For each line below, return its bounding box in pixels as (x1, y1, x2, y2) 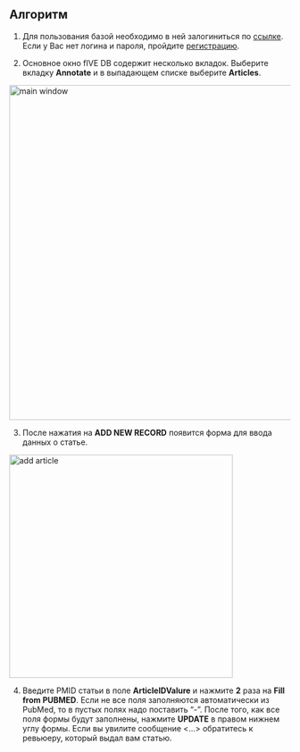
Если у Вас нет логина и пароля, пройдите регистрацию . (21, 40, 240, 51)
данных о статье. (21, 437, 88, 447)
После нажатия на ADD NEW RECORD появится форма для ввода (21, 427, 272, 438)
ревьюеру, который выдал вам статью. (21, 732, 172, 743)
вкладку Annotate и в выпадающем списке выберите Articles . (21, 67, 262, 78)
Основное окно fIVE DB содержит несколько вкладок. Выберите (21, 57, 270, 68)
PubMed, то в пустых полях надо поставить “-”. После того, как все (21, 704, 280, 714)
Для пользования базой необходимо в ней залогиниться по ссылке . (21, 30, 284, 41)
